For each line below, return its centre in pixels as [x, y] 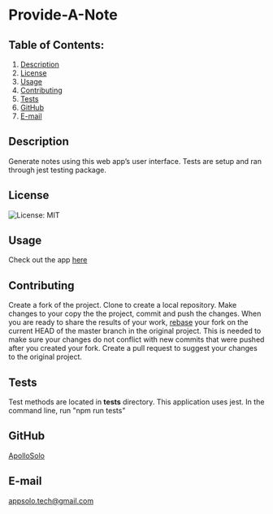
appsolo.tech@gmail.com [51, 500]
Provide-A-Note [63, 15]
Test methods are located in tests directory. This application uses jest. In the [136, 402]
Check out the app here [48, 260]
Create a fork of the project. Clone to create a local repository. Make [123, 305]
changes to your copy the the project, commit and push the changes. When [135, 313]
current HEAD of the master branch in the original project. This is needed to [135, 331]
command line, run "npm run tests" [67, 411]
